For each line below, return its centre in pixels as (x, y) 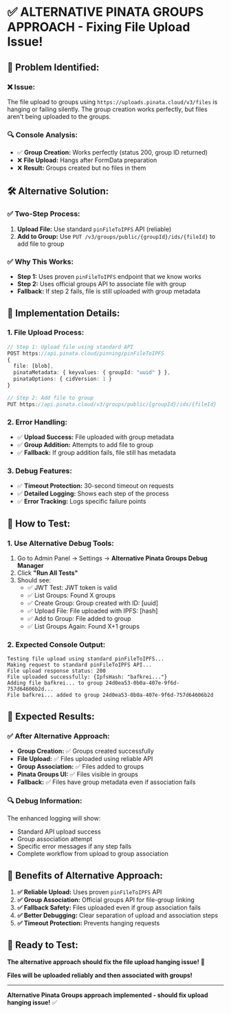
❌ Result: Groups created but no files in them (81, 168)
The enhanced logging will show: (54, 818)
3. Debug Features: (40, 471)
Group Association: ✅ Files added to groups (80, 766)
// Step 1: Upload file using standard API (70, 347)
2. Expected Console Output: (56, 645)
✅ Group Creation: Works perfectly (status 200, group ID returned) (112, 153)
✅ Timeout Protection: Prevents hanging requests (88, 923)
